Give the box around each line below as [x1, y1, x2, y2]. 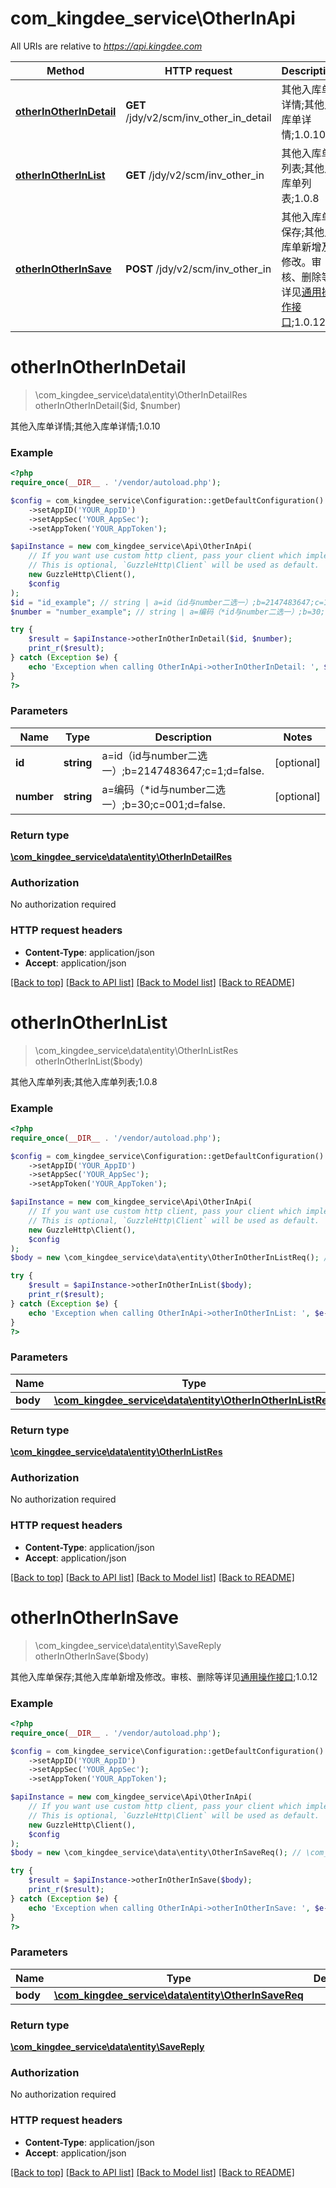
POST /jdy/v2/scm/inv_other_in [125, 262, 272, 276]
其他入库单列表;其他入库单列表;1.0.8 [10, 1075, 158, 1087]
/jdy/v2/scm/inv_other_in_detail [125, 110, 272, 124]
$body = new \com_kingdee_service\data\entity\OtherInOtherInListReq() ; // [10, 1253, 333, 1263]
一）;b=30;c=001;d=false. [101, 797, 226, 811]
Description [154, 730, 212, 744]
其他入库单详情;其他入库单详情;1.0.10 [10, 420, 161, 432]
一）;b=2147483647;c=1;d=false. [101, 763, 265, 777]
